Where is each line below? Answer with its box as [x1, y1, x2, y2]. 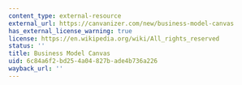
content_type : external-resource [8, 11, 122, 20]
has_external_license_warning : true [8, 27, 132, 35]
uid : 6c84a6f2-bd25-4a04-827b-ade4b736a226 [8, 57, 158, 66]
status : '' [8, 42, 45, 50]
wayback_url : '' [8, 65, 63, 73]
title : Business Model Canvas [8, 49, 111, 57]
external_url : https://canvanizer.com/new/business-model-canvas [8, 19, 234, 28]
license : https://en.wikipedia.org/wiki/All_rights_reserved [8, 34, 220, 43]
